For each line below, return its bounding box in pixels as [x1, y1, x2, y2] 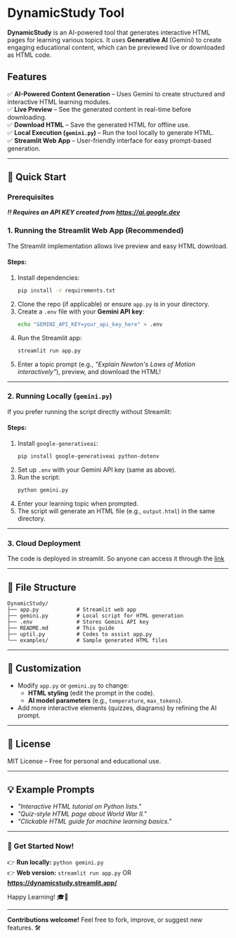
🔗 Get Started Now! [7, 842, 74, 852]
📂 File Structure [7, 582, 77, 593]
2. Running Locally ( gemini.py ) [7, 392, 112, 401]
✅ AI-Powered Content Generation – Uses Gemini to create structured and [7, 89, 225, 98]
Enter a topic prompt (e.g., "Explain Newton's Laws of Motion [17, 360, 195, 368]
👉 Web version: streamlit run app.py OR [7, 868, 131, 877]
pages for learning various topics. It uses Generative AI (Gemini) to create [7, 35, 223, 44]
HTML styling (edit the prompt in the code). [27, 688, 155, 697]
